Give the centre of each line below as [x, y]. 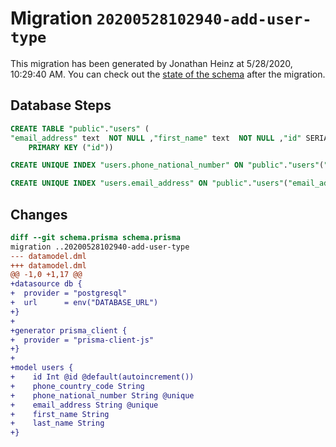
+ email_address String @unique [84, 405]
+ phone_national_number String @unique [102, 395]
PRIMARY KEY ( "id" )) [71, 147]
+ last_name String [57, 423]
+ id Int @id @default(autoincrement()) [102, 377]
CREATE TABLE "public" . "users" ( [80, 128]
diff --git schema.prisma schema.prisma [96, 237]
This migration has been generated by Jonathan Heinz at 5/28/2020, [151, 63]
